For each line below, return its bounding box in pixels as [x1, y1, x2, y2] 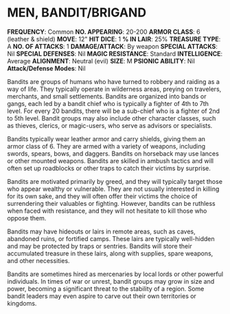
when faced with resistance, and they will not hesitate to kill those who [7, 207, 207, 215]
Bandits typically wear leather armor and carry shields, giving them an [7, 134, 206, 143]
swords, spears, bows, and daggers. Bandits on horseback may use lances [7, 149, 220, 158]
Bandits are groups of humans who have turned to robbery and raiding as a [7, 77, 220, 85]
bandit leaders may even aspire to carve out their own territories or [7, 291, 197, 300]
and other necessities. [7, 256, 70, 264]
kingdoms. [7, 299, 37, 307]
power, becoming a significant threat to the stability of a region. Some [7, 284, 205, 293]
